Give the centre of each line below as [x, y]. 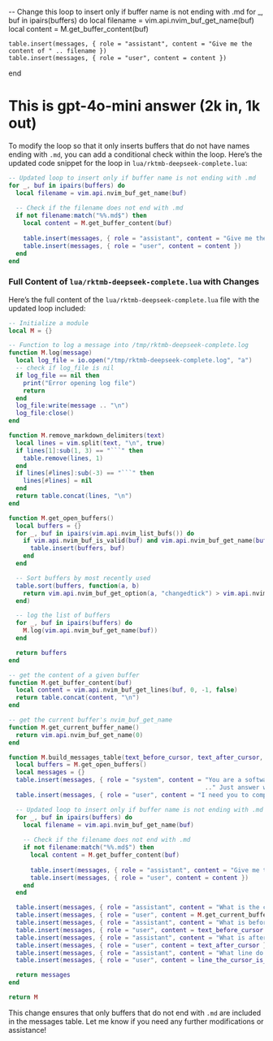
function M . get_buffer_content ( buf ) [70, 683]
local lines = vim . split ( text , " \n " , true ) [91, 443]
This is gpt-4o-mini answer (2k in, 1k [134, 106]
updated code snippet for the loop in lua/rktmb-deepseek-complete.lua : [128, 163]
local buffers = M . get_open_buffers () [82, 765]
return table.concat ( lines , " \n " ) [74, 496]
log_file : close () [45, 414]
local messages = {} [50, 772]
